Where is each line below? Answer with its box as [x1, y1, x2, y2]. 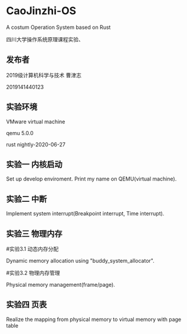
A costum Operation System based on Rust [6, 24, 111, 31]
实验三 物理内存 [6, 228, 63, 238]
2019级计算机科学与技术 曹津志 [6, 71, 81, 78]
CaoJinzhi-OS [6, 4, 77, 18]
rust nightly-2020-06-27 [6, 140, 66, 148]
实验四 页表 [6, 300, 47, 310]
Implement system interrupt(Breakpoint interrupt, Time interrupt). [6, 210, 165, 217]
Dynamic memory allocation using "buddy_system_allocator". [6, 257, 155, 264]
